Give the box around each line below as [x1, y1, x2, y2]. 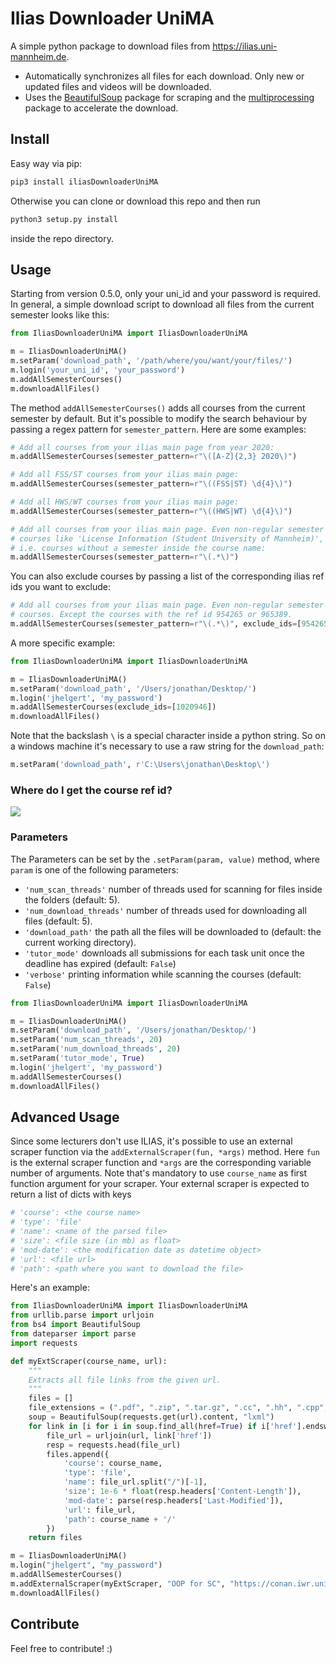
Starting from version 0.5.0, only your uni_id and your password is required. [10, 288, 322, 300]
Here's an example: [10, 1282, 90, 1294]
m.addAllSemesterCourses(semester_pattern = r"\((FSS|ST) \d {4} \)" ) [10, 479, 293, 489]
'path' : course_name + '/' [63, 1514, 177, 1524]
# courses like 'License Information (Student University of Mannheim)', [10, 533, 325, 544]
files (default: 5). [24, 915, 93, 927]
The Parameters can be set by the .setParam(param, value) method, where [10, 853, 320, 865]
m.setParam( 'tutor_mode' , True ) [10, 1053, 145, 1064]
